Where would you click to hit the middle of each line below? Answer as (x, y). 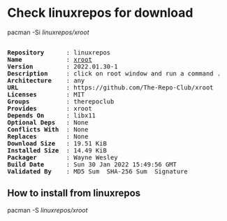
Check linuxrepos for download (100, 13)
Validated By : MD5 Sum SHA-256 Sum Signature (98, 171)
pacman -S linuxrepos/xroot (47, 210)
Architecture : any (46, 80)
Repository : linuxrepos (59, 52)
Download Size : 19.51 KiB (57, 143)
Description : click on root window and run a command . (114, 73)
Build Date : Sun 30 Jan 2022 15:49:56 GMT (92, 164)
